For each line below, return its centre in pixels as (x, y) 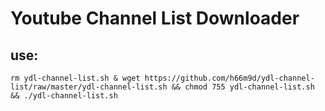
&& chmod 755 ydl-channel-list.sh (243, 87)
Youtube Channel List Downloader (155, 18)
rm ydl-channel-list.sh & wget (75, 78)
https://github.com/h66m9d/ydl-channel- (229, 78)
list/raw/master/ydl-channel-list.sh (89, 87)
